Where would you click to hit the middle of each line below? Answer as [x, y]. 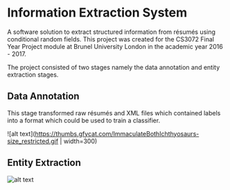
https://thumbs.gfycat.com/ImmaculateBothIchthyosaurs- [117, 133]
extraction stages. [33, 75]
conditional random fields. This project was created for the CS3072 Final [111, 39]
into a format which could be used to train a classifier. [84, 120]
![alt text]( [21, 133]
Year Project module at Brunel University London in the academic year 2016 [115, 46]
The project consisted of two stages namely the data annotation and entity [114, 67]
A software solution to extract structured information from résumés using [112, 32]
